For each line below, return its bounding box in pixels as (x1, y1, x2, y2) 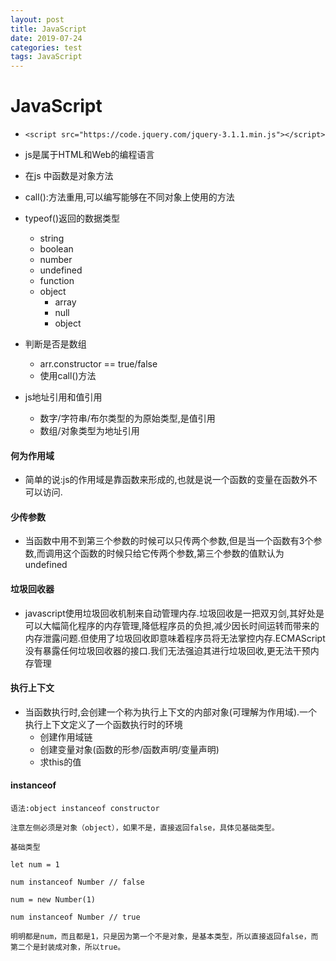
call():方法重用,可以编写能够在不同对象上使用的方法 (24, 191, 235, 203)
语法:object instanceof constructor (10, 804, 160, 814)
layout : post (10, 14, 65, 25)
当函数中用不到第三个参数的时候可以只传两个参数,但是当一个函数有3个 (24, 535, 314, 547)
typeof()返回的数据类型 (24, 212, 121, 225)
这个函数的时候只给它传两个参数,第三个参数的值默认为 (62, 547, 285, 560)
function (39, 275, 75, 287)
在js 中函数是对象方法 (24, 170, 114, 182)
